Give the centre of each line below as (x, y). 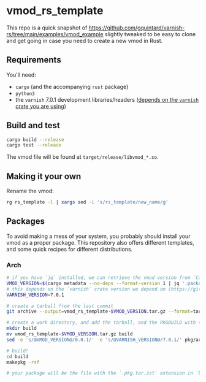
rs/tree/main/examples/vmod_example (55, 34)
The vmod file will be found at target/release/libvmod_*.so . (82, 157)
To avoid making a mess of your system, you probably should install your (98, 236)
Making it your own (44, 176)
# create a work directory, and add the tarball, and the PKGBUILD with (101, 323)
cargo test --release (34, 145)
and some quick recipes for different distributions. (70, 249)
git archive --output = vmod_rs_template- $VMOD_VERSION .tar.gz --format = (100, 311)
